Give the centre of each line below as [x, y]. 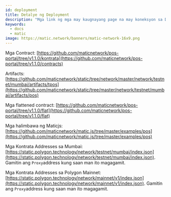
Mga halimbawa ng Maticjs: [34, 126]
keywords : [16, 24]
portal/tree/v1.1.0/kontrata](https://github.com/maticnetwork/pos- [74, 58]
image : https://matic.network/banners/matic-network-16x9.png [73, 39]
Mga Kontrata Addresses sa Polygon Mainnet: [53, 172]
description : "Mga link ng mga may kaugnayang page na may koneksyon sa [84, 19]
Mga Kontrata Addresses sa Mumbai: [44, 146]
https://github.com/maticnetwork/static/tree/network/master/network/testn [85, 79]
